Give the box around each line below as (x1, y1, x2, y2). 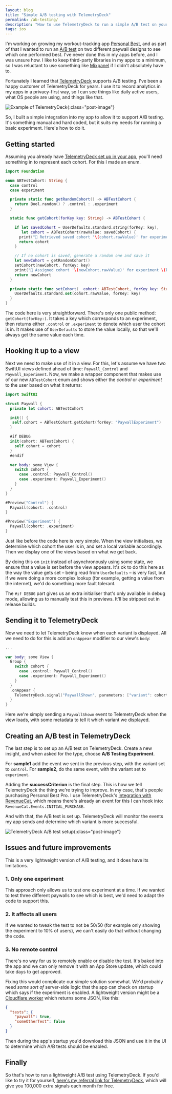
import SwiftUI (5, 392, 38, 397)
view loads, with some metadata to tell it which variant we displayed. (5, 717, 150, 723)
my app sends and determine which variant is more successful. (5, 819, 139, 825)
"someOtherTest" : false (14, 1019, 66, 1024)
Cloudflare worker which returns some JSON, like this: (5, 994, 120, 1001)
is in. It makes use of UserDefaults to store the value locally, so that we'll (5, 326, 158, 332)
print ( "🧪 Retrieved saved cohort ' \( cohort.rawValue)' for (18, 234, 147, 240)
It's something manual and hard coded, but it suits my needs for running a (5, 120, 161, 126)
